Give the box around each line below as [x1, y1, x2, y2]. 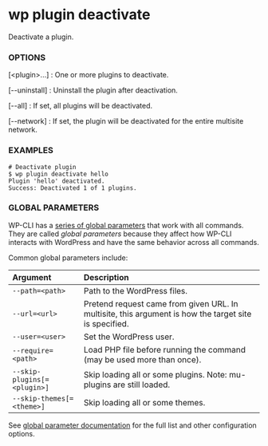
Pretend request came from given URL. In [83, 298, 238, 309]
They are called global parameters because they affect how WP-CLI [8, 229, 232, 239]
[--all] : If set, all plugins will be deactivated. [8, 101, 153, 111]
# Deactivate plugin [8, 163, 77, 171]
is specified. [83, 318, 129, 329]
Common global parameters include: [8, 253, 128, 262]
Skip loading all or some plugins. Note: [83, 369, 227, 380]
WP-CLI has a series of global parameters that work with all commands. [8, 220, 244, 230]
